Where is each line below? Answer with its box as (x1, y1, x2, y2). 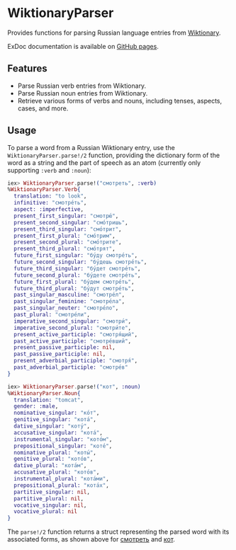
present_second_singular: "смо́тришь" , (13, 219, 129, 226)
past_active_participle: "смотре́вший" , (13, 338, 132, 345)
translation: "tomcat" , (13, 396, 84, 403)
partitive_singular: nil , (13, 488, 91, 495)
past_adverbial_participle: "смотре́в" (13, 364, 129, 371)
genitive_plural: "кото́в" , (13, 455, 94, 463)
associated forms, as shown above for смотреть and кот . (7, 535, 176, 544)
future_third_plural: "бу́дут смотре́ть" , (13, 285, 135, 292)
